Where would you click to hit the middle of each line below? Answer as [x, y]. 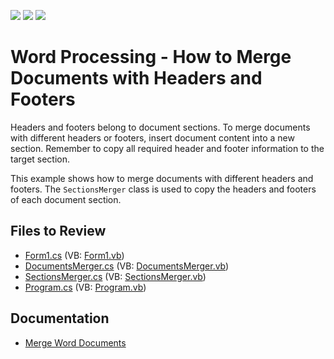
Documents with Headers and [136, 78]
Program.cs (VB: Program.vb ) [85, 287]
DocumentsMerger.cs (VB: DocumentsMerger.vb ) [127, 266]
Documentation [60, 318]
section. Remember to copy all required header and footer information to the [167, 148]
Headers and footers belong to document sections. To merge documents [160, 127]
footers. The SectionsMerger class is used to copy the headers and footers [163, 189]
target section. [40, 159]
